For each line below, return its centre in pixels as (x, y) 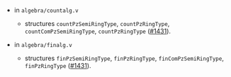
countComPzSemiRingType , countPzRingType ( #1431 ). (98, 31)
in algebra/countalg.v (46, 10)
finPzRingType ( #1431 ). (58, 65)
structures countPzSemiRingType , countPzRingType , (97, 23)
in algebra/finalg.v (43, 44)
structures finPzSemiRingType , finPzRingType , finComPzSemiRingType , (124, 58)
